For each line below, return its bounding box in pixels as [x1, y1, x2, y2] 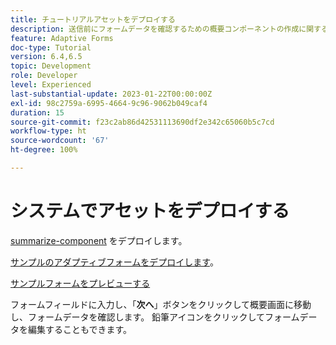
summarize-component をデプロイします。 [10, 234, 188, 246]
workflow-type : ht [10, 126, 87, 136]
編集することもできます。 [27, 323, 133, 335]
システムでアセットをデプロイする [10, 200, 290, 223]
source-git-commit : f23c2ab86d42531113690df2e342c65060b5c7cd [10, 117, 275, 127]
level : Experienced [10, 80, 92, 90]
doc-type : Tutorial [10, 42, 92, 53]
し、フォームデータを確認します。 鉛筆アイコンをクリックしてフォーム [10, 311, 300, 323]
